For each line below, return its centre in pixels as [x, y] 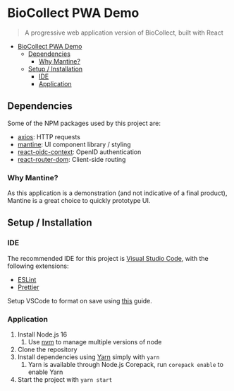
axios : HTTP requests [49, 136]
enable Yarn [45, 372]
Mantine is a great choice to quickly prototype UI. [79, 201]
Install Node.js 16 [42, 334]
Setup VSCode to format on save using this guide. [80, 300]
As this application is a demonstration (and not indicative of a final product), [117, 193]
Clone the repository [47, 350]
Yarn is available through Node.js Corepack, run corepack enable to [126, 365]
